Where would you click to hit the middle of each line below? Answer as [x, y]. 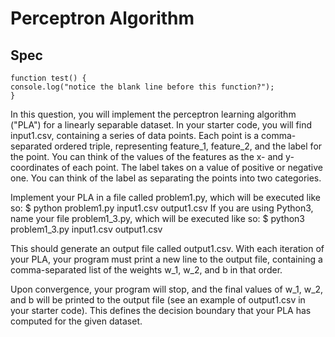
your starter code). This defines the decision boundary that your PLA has [161, 310]
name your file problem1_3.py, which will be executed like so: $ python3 [157, 218]
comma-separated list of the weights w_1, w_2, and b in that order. [146, 270]
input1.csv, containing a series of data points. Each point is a [135, 135]
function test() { [48, 78]
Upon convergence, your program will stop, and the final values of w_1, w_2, [167, 289]
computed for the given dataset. [76, 321]
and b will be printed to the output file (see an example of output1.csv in [158, 300]
